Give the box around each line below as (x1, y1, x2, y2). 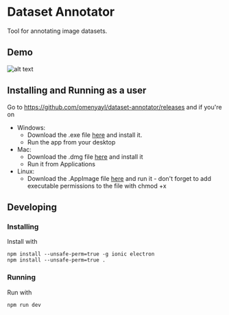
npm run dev (7, 301, 41, 308)
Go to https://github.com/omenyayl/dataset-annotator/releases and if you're (7, 103, 222, 111)
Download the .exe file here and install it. (27, 131, 143, 139)
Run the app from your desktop (27, 138, 116, 146)
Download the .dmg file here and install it (27, 152, 143, 161)
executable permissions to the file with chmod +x (27, 181, 167, 190)
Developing (7, 201, 57, 213)
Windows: (16, 123, 46, 131)
